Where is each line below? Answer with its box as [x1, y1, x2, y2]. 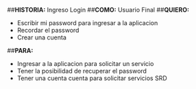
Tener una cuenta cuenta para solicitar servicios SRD [16, 74, 168, 82]
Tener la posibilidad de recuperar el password [16, 67, 147, 75]
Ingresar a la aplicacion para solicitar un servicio [16, 60, 154, 67]
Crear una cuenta [16, 33, 66, 41]
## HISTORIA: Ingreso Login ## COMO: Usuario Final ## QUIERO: [7, 6, 190, 14]
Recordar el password [16, 26, 79, 34]
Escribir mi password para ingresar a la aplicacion [16, 19, 158, 26]
